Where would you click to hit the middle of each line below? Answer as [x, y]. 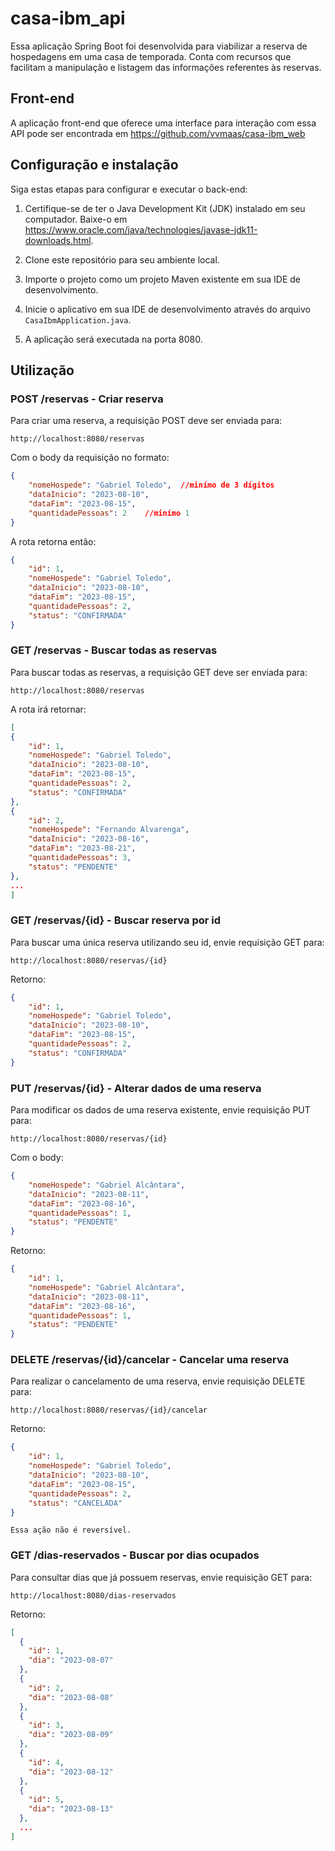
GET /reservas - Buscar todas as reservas [114, 650]
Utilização [42, 370]
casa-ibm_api [68, 18]
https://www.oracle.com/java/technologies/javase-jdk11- [141, 229]
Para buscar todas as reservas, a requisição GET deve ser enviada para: [159, 672]
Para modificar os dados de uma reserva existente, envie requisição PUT [160, 1110]
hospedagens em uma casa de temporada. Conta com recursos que [151, 56]
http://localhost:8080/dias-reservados [93, 1595]
